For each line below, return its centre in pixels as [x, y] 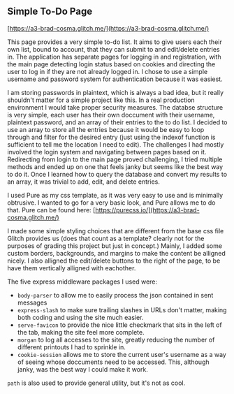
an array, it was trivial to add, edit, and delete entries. [84, 182]
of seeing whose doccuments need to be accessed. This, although [113, 362]
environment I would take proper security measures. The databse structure [115, 107]
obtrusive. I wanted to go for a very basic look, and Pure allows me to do [111, 203]
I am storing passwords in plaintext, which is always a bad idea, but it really [116, 92]
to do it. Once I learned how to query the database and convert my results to [117, 174]
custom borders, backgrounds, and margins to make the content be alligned [116, 253]
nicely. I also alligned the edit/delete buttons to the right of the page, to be [114, 261]
